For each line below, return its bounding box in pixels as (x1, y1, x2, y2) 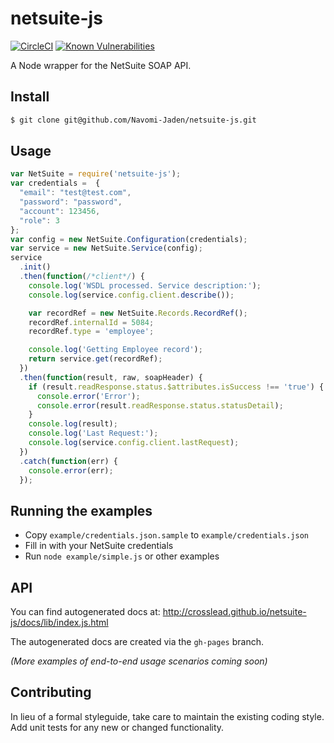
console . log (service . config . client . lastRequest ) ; (28, 438, 240, 448)
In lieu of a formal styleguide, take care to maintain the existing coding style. (10, 710, 325, 722)
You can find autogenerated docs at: (10, 606, 161, 618)
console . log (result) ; (28, 419, 118, 429)
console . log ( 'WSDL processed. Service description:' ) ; (28, 280, 262, 291)
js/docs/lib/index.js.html (10, 617, 109, 629)
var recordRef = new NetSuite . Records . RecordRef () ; (28, 308, 248, 318)
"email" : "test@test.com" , (19, 188, 132, 198)
